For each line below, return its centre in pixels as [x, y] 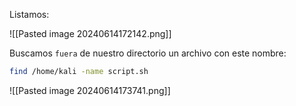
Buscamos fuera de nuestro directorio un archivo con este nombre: [148, 53]
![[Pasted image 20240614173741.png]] [90, 90]
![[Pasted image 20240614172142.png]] [90, 33]
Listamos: [29, 14]
